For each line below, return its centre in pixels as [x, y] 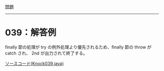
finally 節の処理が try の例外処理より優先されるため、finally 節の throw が [78, 47]
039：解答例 [31, 33]
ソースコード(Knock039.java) [34, 63]
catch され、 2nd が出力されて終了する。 [46, 53]
